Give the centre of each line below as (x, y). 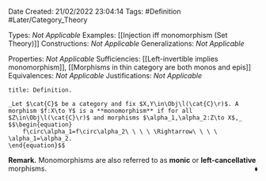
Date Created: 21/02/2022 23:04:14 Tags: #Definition (95, 11)
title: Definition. (40, 90)
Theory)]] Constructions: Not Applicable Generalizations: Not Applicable (126, 43)
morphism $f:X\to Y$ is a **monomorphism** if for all (101, 111)
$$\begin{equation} (40, 125)
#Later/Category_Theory (48, 20)
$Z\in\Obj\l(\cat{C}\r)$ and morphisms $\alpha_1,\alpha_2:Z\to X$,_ (125, 118)
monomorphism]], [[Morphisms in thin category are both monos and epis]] (130, 67)
